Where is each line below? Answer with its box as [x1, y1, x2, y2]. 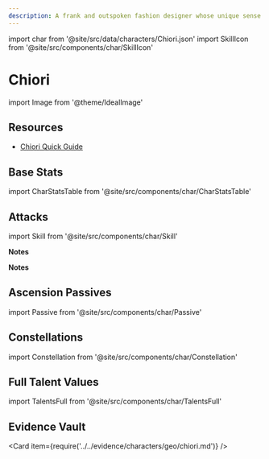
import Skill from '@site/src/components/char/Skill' [8, 231, 179, 241]
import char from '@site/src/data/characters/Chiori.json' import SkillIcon [8, 34, 249, 43]
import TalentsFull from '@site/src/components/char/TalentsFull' [8, 396, 222, 407]
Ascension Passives [8, 286, 112, 300]
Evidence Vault [8, 420, 86, 433]
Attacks [8, 210, 48, 224]
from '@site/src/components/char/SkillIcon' [8, 42, 154, 52]
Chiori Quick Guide [19, 142, 83, 151]
